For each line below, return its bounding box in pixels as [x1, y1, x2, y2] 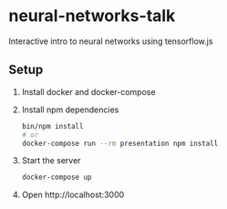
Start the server [21, 155, 81, 166]
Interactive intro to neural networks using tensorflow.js [8, 36, 213, 47]
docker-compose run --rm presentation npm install [21, 139, 219, 148]
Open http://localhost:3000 [21, 189, 125, 201]
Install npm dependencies [21, 104, 119, 115]
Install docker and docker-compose [21, 86, 156, 97]
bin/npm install [21, 121, 84, 131]
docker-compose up [21, 172, 92, 183]
